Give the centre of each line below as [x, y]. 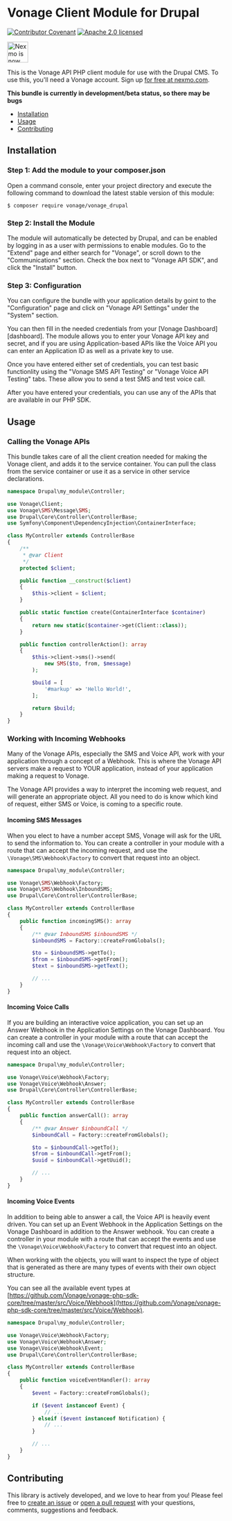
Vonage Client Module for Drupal [103, 13]
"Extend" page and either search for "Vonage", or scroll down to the [104, 253]
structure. [21, 1275]
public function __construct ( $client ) [75, 581]
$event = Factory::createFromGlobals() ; [91, 1393]
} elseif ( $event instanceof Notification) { [99, 1418]
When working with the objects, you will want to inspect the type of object [113, 1260]
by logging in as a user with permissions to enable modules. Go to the [107, 245]
